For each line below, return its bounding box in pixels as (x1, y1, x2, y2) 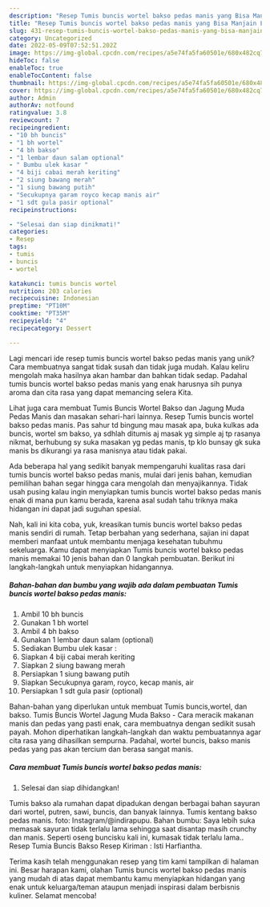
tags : (9, 242, 27, 251)
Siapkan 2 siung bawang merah (20, 660, 126, 670)
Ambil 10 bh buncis (20, 609, 84, 619)
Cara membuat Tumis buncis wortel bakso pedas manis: (9, 763, 203, 772)
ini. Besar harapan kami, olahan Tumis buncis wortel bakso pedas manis (9, 864, 247, 875)
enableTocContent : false (9, 71, 92, 79)
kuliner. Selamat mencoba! (9, 890, 97, 900)
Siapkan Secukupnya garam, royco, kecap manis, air (20, 677, 195, 687)
